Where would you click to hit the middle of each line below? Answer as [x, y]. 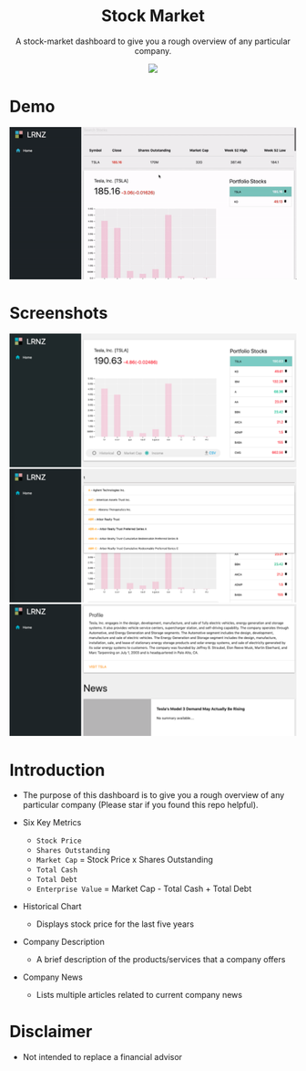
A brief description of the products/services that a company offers [161, 960]
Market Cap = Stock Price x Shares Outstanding [125, 860]
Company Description [63, 942]
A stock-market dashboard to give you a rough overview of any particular [153, 41]
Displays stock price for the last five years [115, 924]
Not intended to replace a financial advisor [102, 1057]
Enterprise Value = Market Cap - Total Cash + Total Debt [144, 889]
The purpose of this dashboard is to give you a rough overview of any [153, 795]
